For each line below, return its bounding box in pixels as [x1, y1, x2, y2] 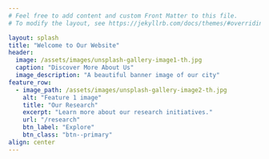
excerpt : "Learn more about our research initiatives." [22, 108, 214, 116]
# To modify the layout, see [8, 19, 106, 27]
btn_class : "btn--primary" [22, 131, 113, 139]
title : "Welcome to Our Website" [8, 41, 120, 49]
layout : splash [8, 34, 59, 42]
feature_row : [8, 78, 52, 87]
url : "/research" [22, 116, 81, 124]
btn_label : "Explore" [22, 124, 94, 132]
